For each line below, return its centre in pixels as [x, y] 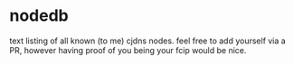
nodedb [39, 16]
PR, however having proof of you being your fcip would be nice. [128, 50]
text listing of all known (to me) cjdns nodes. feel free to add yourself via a [148, 41]
